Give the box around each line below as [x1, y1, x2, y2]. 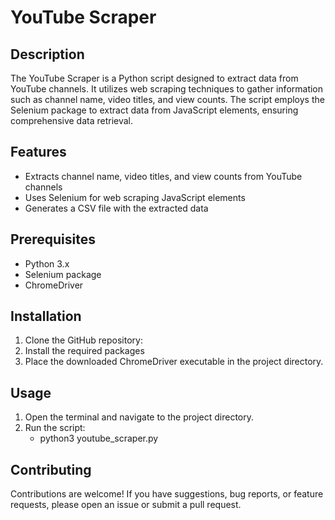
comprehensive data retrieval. [10, 115, 134, 126]
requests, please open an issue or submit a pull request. [10, 499, 242, 511]
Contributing [10, 461, 92, 478]
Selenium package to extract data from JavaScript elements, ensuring [10, 104, 299, 116]
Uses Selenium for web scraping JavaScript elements [24, 191, 246, 203]
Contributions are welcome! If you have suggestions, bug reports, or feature [10, 488, 324, 500]
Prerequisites [10, 231, 96, 248]
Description [10, 46, 85, 63]
